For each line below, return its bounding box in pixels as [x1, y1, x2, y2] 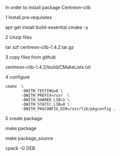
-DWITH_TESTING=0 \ [21, 88, 63, 93]
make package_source [5, 135, 53, 141]
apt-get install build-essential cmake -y [5, 24, 88, 30]
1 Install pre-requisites [5, 14, 52, 20]
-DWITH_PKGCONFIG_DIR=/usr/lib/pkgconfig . [21, 106, 116, 111]
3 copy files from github [5, 54, 56, 60]
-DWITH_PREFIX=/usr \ [21, 93, 70, 98]
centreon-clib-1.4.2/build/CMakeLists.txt [5, 64, 91, 70]
